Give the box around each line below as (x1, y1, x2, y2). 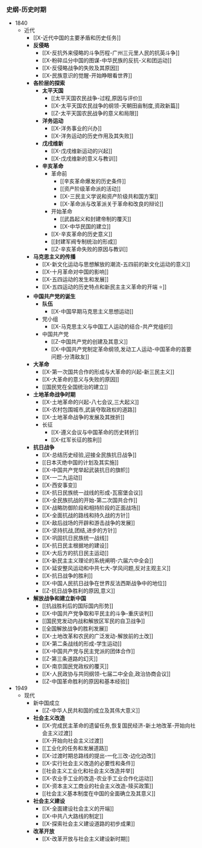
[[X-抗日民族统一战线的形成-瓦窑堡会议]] (42, 489, 143, 496)
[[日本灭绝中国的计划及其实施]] (42, 459, 119, 466)
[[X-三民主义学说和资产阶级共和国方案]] (60, 193, 159, 200)
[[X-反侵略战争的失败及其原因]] (42, 65, 119, 72)
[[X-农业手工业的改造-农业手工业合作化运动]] (42, 775, 154, 782)
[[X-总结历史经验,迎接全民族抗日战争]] (42, 451, 137, 458)
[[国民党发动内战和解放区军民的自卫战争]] (42, 617, 145, 625)
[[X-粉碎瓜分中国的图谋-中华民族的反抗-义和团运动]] (42, 57, 172, 64)
